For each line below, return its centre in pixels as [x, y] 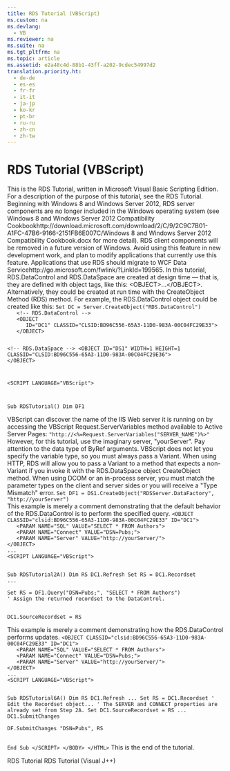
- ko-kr [25, 110]
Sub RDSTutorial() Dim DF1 [46, 406]
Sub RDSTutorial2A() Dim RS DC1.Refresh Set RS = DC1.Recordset [102, 575]
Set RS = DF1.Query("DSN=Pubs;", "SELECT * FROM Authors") [94, 593]
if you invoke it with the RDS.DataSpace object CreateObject [115, 470]
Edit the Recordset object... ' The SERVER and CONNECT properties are [112, 704]
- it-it [25, 97]
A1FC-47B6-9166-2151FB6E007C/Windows [68, 233]
